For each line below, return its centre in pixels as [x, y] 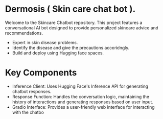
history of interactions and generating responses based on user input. [82, 102]
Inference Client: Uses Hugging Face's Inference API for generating [80, 86]
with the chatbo [28, 112]
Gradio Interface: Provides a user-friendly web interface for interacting [83, 107]
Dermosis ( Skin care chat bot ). [70, 9]
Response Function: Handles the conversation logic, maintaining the [81, 96]
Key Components [41, 73]
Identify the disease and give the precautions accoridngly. [71, 48]
